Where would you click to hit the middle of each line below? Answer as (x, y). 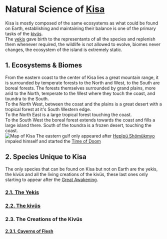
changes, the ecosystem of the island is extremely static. (64, 49)
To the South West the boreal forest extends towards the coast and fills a (80, 120)
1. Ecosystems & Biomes (44, 65)
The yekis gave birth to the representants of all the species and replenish (80, 39)
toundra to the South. (27, 98)
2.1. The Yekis (22, 192)
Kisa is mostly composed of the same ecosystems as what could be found (82, 23)
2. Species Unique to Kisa (46, 157)
